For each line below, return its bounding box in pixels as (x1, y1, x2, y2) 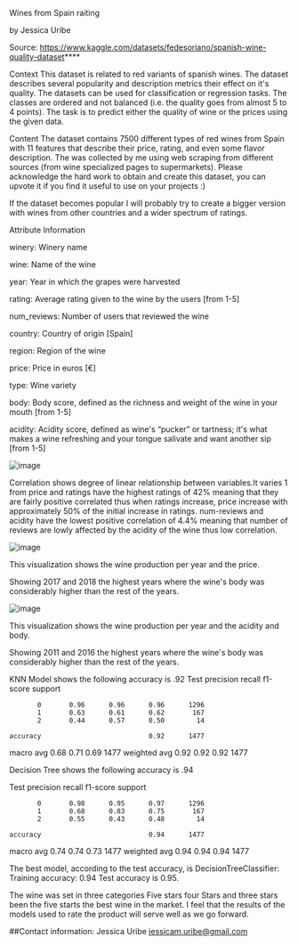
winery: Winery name (9, 242, 88, 252)
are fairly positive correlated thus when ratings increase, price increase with (9, 496, 288, 507)
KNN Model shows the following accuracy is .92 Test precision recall (9, 674, 261, 684)
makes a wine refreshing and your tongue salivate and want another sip (9, 434, 271, 444)
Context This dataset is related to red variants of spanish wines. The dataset (9, 69, 289, 79)
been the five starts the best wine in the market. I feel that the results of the (9, 900, 286, 909)
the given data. (9, 116, 64, 126)
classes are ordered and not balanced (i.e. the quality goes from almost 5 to (9, 97, 287, 108)
